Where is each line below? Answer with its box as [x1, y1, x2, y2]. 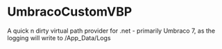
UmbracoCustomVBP [7, 4, 133, 20]
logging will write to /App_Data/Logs [7, 33, 111, 42]
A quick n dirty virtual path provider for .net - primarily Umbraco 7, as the [7, 27, 216, 35]
